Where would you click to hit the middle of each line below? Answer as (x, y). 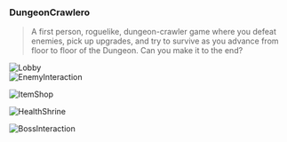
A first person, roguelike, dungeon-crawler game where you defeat (154, 32)
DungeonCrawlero (50, 12)
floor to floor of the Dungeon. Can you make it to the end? (137, 51)
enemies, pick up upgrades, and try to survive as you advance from (155, 41)
